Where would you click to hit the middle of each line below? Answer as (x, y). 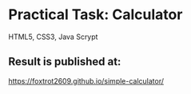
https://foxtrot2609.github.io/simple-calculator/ (86, 80)
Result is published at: (65, 62)
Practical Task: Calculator (95, 15)
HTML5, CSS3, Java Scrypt (53, 37)
